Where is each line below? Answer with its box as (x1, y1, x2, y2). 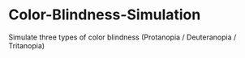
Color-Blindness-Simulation (8, 6, 201, 24)
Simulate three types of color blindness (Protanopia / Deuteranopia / (8, 32, 237, 42)
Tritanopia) (8, 40, 45, 50)
